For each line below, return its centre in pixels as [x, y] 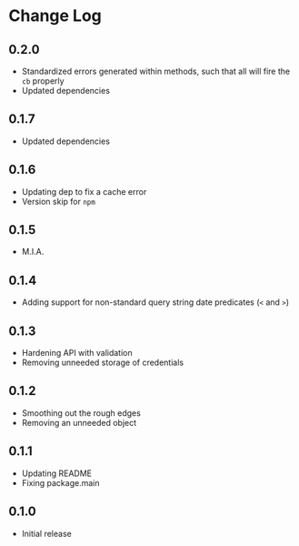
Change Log [55, 16]
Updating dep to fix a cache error [84, 191]
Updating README [57, 473]
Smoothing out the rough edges [81, 413]
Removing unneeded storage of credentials [102, 363]
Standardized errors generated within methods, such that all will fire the [156, 71]
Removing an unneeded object [79, 422]
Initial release [46, 533]
